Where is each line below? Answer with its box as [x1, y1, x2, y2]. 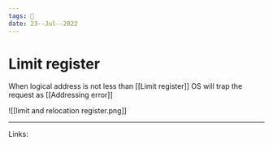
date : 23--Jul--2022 [8, 20, 79, 28]
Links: [8, 130, 28, 139]
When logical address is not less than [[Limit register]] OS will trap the [8, 81, 243, 91]
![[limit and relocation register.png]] [8, 106, 128, 116]
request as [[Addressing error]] [8, 90, 114, 100]
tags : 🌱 [8, 11, 35, 20]
